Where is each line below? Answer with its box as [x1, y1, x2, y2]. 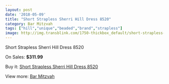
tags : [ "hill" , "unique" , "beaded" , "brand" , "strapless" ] [5, 26, 123, 31]
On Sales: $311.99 [5, 54, 43, 60]
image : [5, 30, 19, 35]
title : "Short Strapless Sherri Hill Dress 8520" [5, 16, 112, 21]
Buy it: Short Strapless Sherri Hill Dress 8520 [5, 63, 98, 69]
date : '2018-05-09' [5, 12, 46, 17]
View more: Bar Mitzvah [5, 73, 55, 79]
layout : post [5, 7, 33, 12]
